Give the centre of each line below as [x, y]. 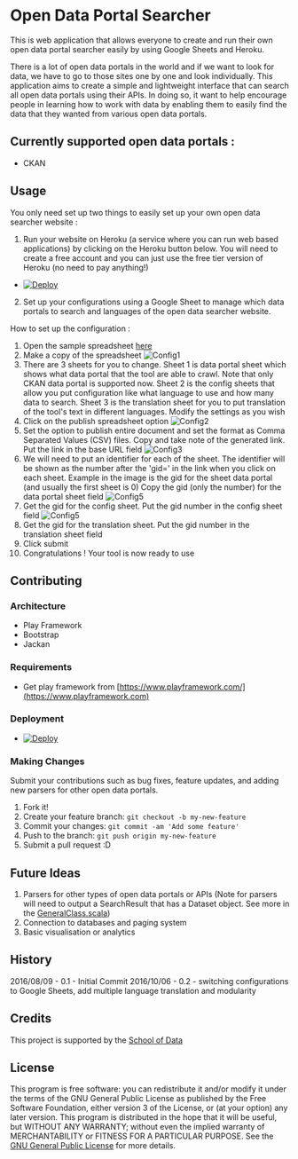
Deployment [37, 719]
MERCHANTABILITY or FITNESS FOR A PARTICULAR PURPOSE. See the [142, 1136]
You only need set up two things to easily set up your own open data [135, 212]
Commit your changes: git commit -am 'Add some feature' [131, 826]
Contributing [46, 581]
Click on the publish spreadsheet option [96, 421]
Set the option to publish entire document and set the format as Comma [154, 430]
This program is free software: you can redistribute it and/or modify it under [148, 1089]
